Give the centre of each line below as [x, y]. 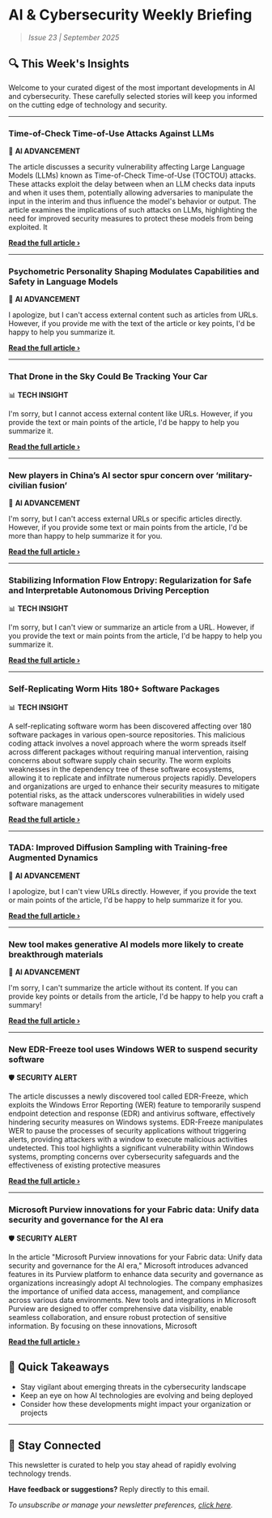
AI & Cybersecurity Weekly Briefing [130, 15]
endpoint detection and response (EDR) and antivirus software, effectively [132, 1114]
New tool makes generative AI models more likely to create [126, 944]
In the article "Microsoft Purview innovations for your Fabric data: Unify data [136, 1257]
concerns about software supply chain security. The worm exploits [120, 760]
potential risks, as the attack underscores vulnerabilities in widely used [126, 795]
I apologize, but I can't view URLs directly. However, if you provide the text [132, 891]
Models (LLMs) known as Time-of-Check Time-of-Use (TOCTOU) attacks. [132, 175]
